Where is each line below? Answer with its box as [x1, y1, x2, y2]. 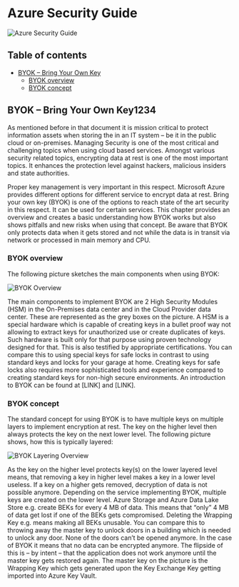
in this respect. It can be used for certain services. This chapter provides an [7, 205, 230, 214]
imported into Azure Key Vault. [7, 571, 98, 580]
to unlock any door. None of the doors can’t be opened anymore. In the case [7, 533, 233, 542]
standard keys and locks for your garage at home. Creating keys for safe [7, 358, 220, 366]
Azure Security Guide [7, 5, 138, 21]
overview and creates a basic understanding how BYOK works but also [7, 213, 216, 221]
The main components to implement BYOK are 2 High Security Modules [7, 297, 218, 306]
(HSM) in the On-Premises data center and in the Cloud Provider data [7, 305, 212, 313]
